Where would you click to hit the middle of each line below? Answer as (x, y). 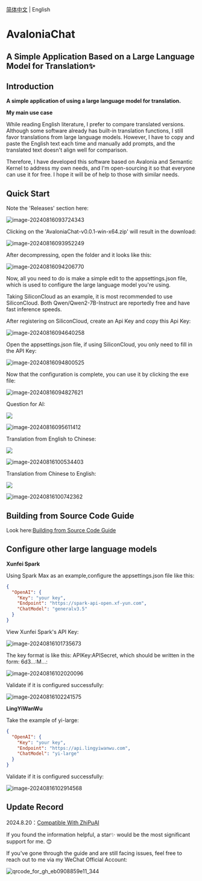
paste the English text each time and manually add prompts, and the (91, 144)
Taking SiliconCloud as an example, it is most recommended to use (90, 297)
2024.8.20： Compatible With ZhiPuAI (53, 822)
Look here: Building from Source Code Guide (61, 531)
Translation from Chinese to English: (51, 474)
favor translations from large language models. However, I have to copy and (100, 137)
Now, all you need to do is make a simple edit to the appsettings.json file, (97, 279)
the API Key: (21, 351)
